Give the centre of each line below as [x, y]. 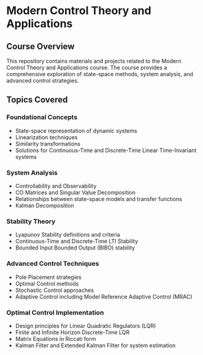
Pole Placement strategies [48, 277]
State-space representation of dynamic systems [76, 131]
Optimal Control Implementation [55, 312]
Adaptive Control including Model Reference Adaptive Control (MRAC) [104, 296]
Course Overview [40, 46]
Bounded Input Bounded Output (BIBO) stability [75, 248]
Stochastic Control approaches [54, 290]
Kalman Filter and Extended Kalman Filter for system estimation [95, 345]
